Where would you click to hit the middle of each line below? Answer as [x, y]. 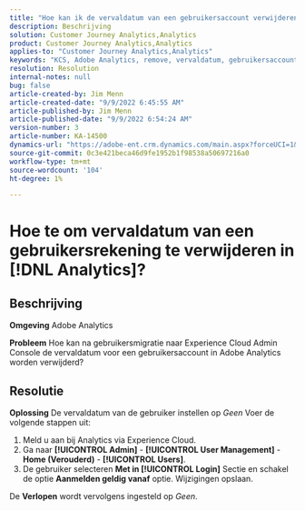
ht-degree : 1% [36, 178]
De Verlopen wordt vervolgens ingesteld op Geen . [103, 496]
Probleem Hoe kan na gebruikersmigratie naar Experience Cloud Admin [143, 343]
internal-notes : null [50, 77]
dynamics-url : [36, 145]
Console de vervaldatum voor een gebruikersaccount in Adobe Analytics [145, 353]
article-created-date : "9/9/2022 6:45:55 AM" [97, 102]
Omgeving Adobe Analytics [61, 326]
